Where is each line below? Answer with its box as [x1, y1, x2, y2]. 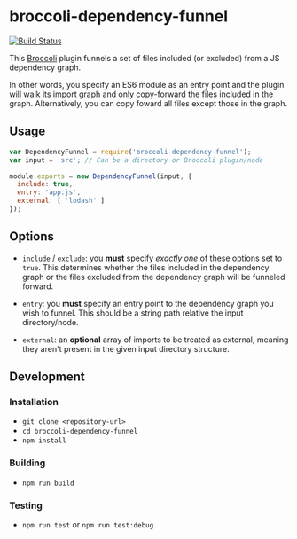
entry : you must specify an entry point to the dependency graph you [21, 298, 274, 309]
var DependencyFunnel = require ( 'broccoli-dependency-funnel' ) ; [9, 147, 252, 156]
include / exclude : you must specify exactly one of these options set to [21, 253, 283, 263]
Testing [9, 499, 43, 512]
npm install [21, 436, 66, 445]
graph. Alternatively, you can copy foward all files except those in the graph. [9, 98, 288, 108]
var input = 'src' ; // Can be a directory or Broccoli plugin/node [9, 155, 264, 165]
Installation [9, 396, 59, 408]
